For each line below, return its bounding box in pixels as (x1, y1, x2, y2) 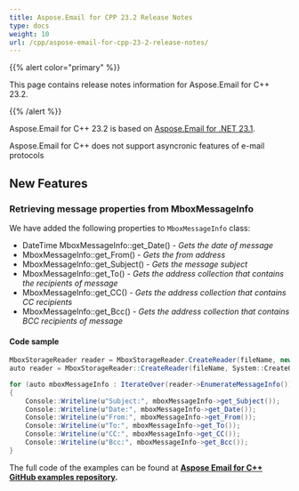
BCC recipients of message (21, 315, 123, 326)
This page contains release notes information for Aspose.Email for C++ (9, 79, 270, 90)
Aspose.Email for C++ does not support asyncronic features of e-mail (9, 141, 265, 151)
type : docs (9, 21, 50, 30)
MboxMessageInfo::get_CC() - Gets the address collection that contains (21, 286, 287, 298)
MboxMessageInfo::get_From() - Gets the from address (21, 249, 226, 260)
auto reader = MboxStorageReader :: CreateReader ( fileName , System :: (9, 364, 265, 374)
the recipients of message (21, 278, 118, 288)
